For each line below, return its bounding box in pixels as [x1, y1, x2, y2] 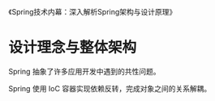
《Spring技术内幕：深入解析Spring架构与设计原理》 [8, 7, 177, 16]
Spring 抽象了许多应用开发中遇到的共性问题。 [8, 66, 161, 76]
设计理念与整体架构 [8, 39, 137, 57]
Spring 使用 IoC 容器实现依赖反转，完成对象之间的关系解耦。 [8, 83, 212, 93]
